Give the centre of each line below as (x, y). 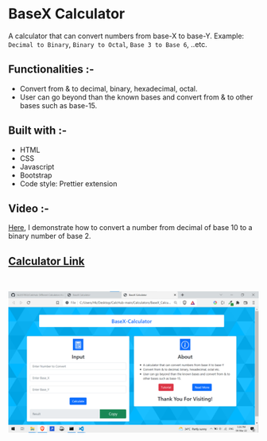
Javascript (37, 166)
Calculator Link (46, 261)
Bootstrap (36, 175)
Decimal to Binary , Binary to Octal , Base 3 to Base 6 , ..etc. (108, 44)
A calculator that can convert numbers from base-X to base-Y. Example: (126, 36)
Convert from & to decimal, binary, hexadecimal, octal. (108, 88)
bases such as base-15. (58, 105)
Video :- (29, 208)
